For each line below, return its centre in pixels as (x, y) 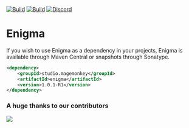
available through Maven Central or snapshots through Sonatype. (88, 57)
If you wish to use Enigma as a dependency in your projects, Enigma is (95, 50)
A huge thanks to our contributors (57, 106)
